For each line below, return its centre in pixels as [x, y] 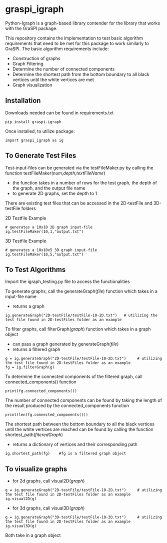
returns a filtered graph [36, 349]
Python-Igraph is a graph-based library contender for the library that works [83, 23]
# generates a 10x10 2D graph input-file [49, 227]
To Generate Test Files [41, 156]
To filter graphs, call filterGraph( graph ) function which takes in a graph [78, 329]
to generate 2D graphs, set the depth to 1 [55, 193]
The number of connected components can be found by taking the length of [84, 400]
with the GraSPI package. [31, 28]
